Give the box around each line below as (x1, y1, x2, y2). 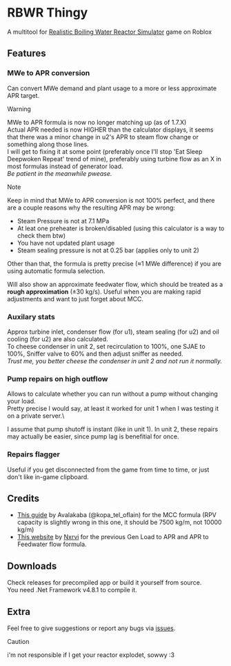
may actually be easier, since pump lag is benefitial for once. (7, 432, 179, 441)
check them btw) (17, 231, 66, 239)
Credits (7, 492, 40, 504)
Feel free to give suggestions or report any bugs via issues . (7, 624, 176, 632)
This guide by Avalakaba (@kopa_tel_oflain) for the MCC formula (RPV (17, 511, 217, 519)
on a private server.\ (7, 412, 65, 420)
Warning (7, 105, 31, 113)
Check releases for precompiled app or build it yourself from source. (7, 578, 202, 587)
